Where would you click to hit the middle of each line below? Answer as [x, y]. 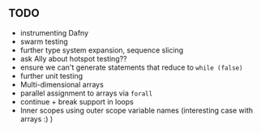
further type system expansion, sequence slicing [102, 50]
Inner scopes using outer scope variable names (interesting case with [137, 110]
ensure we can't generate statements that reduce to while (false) [131, 67]
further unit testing [51, 75]
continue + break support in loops [77, 101]
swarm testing [44, 41]
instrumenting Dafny [54, 32]
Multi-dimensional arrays [62, 84]
